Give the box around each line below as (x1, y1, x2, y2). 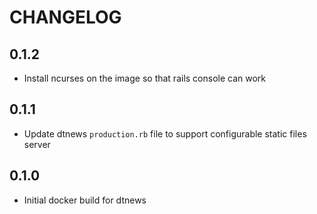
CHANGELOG (9, 6, 122, 29)
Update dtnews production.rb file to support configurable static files (23, 127, 307, 140)
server (23, 138, 51, 150)
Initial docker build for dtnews (23, 194, 147, 206)
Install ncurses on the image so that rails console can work (23, 72, 267, 84)
